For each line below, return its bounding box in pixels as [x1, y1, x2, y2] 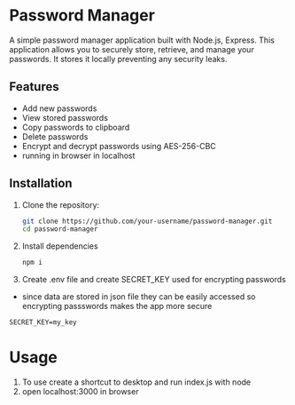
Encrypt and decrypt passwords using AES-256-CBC [21, 140, 217, 151]
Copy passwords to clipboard [21, 122, 130, 132]
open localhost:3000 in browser [21, 386, 139, 397]
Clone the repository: [21, 199, 100, 210]
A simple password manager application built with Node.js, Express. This [9, 35, 275, 45]
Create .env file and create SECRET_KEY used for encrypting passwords [21, 274, 286, 285]
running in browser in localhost [21, 150, 136, 161]
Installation [9, 176, 73, 191]
